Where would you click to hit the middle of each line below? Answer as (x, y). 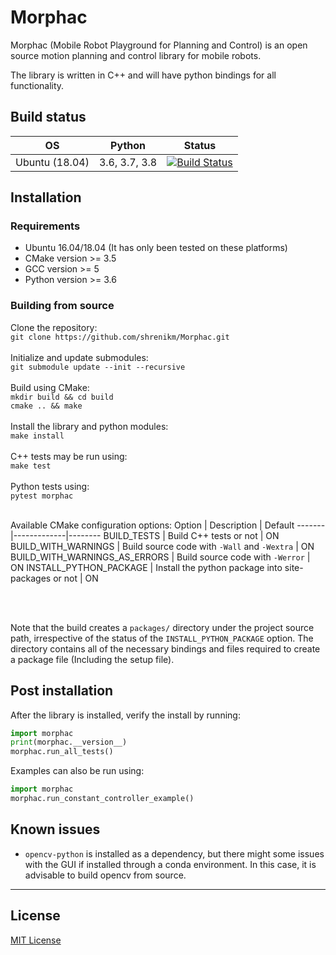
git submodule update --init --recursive (98, 367)
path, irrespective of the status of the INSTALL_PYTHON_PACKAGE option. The (162, 638)
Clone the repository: (54, 327)
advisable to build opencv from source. (105, 875)
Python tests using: (50, 486)
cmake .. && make (46, 406)
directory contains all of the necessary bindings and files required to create (165, 648)
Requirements (45, 226)
